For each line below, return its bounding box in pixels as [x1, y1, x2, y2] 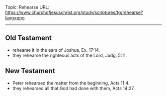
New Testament [5, 67, 56, 75]
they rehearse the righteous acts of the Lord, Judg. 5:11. [12, 52, 127, 58]
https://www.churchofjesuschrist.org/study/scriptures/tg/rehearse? [5, 9, 143, 15]
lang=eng [5, 15, 25, 20]
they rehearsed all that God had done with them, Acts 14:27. [12, 85, 135, 91]
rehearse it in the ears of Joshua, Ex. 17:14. [12, 47, 100, 53]
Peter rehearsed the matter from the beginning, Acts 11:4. [12, 80, 130, 86]
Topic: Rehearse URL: [5, 4, 50, 10]
